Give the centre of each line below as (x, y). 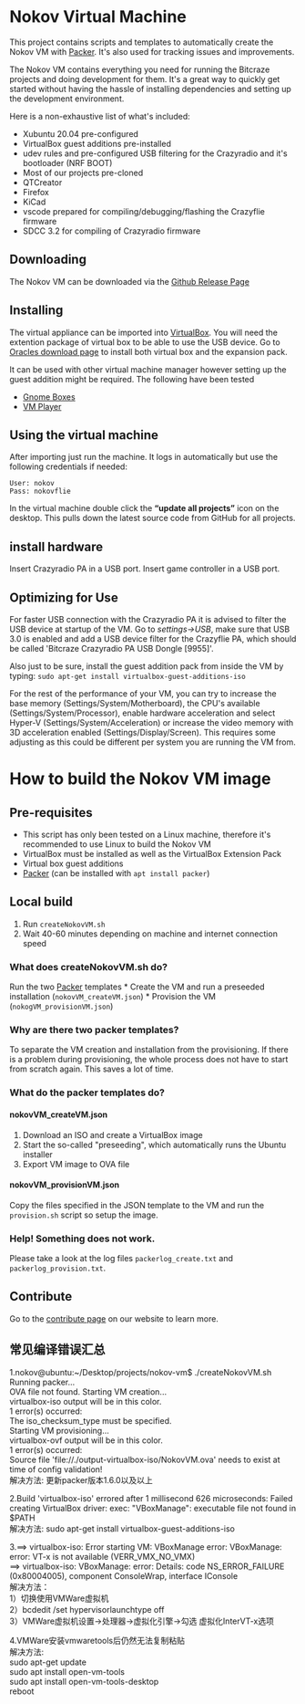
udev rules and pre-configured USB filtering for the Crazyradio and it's (155, 153)
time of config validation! (56, 1469)
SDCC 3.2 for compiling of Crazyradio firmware (112, 231)
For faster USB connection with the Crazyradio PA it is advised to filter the (148, 619)
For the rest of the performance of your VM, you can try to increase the (143, 694)
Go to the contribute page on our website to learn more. (114, 1318)
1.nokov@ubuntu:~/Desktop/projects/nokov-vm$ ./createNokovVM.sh (141, 1372)
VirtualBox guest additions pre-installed (97, 143)
